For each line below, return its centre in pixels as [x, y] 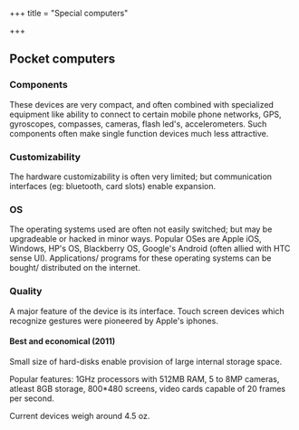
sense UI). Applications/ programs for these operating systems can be [140, 258]
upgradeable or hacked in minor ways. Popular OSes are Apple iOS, [135, 239]
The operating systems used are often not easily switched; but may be [141, 229]
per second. [32, 398]
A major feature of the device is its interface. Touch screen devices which [147, 311]
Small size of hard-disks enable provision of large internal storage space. [146, 361]
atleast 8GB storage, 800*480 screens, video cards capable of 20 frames [148, 388]
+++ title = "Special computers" [69, 13]
